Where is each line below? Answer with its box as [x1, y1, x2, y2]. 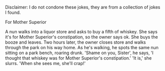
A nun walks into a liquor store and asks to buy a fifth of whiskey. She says [5, 29, 158, 34]
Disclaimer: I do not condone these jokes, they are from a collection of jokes [5, 4, 161, 10]
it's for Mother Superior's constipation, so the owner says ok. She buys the [5, 34, 158, 40]
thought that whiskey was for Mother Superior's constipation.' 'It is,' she [5, 55, 152, 61]
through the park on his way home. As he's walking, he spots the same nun [5, 45, 159, 50]
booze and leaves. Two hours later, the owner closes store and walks [5, 39, 146, 45]
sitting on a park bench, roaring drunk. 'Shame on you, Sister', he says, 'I [5, 50, 154, 56]
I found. [5, 9, 21, 15]
